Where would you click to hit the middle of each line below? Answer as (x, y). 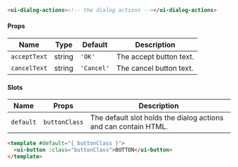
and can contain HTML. (129, 127)
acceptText (29, 57)
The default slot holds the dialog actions (157, 118)
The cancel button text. (155, 69)
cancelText (29, 68)
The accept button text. (155, 57)
